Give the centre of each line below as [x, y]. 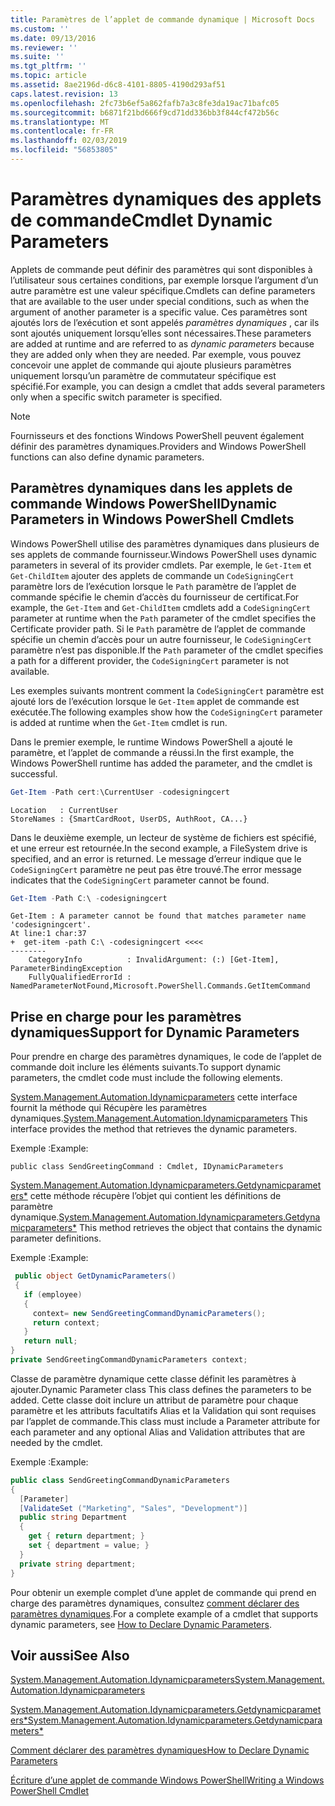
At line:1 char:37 [48, 934]
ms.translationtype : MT [60, 122]
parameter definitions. [56, 1238]
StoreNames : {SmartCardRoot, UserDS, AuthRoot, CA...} [129, 819]
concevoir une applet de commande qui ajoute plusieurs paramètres [151, 365]
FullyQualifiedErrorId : [80, 977]
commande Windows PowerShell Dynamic [144, 504]
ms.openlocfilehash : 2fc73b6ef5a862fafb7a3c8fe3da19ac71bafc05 [145, 103]
